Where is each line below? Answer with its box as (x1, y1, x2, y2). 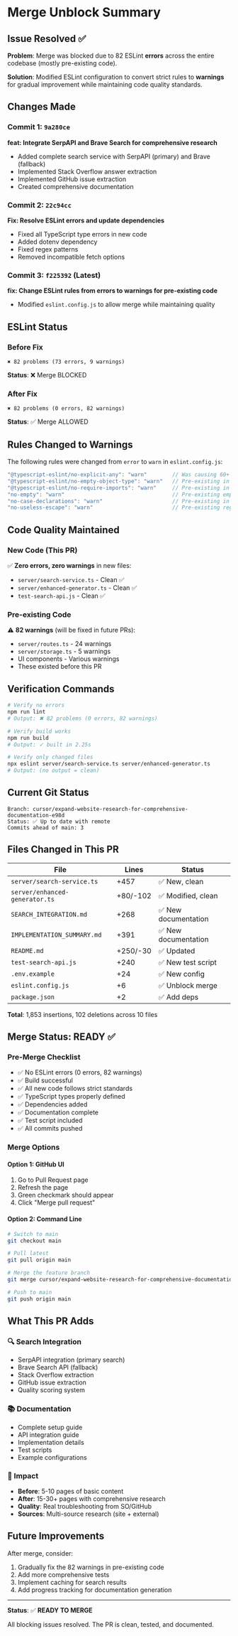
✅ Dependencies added (17, 1100, 88, 1109)
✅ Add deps (158, 992, 199, 1002)
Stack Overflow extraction (17, 1371, 94, 1379)
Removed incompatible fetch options (17, 252, 125, 261)
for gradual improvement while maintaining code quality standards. (7, 80, 203, 89)
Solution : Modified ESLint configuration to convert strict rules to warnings (7, 72, 225, 81)
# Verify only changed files (7, 754, 93, 761)
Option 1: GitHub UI (7, 1160, 65, 1168)
